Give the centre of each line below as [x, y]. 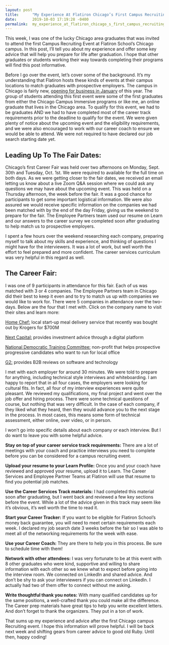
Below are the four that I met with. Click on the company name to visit [90, 307]
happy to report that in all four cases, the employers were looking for [76, 383]
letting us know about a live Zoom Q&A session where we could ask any [80, 183]
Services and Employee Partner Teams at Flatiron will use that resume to [80, 476]
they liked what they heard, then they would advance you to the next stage [82, 409]
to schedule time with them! [34, 549]
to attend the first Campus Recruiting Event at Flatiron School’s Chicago [79, 44]
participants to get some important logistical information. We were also [78, 199]
